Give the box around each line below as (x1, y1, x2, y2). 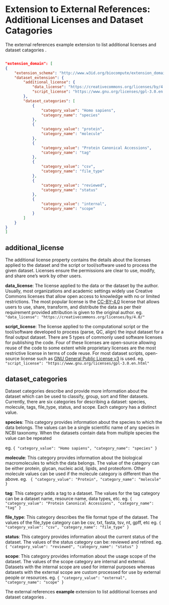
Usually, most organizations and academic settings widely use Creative (5, 288, 153, 294)
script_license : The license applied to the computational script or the (5, 324, 149, 330)
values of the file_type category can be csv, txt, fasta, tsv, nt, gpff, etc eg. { (5, 519, 161, 525)
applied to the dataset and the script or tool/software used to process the (5, 262, 157, 268)
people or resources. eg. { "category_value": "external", (5, 574, 127, 580)
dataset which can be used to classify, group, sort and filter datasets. (5, 393, 149, 399)
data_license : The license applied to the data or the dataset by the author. (5, 283, 159, 289)
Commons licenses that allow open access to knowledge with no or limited (5, 293, 160, 299)
